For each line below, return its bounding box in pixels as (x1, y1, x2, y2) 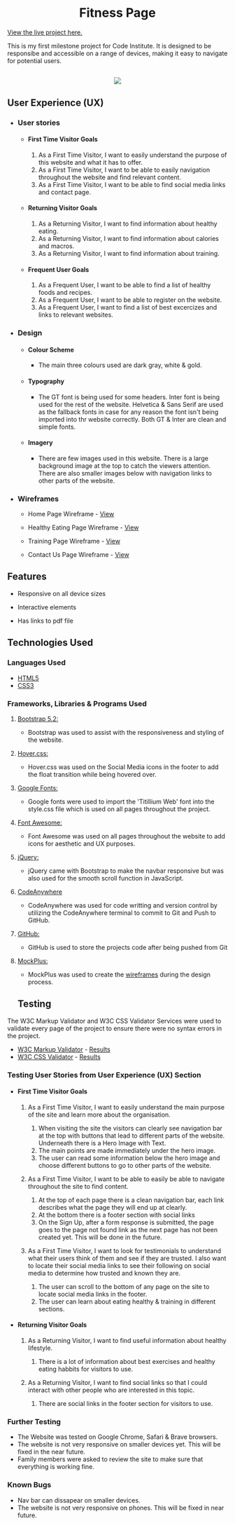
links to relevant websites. (38, 310, 113, 319)
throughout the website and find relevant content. (38, 173, 182, 181)
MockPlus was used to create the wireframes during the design (27, 970, 211, 979)
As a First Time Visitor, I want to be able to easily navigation (38, 165, 211, 174)
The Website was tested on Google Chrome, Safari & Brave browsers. (17, 1433, 218, 1441)
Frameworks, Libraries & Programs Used (7, 698, 147, 708)
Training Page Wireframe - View (27, 537, 121, 546)
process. (27, 977, 54, 986)
